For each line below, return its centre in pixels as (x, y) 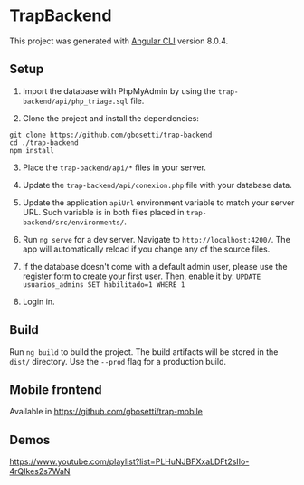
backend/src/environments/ (73, 223)
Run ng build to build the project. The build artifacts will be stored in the (144, 352)
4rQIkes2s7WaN (40, 471)
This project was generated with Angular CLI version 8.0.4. (119, 41)
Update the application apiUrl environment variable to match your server (158, 202)
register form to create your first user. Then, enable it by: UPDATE (142, 276)
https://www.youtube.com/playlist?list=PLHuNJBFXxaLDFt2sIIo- (129, 461)
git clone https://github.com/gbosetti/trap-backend (111, 135)
